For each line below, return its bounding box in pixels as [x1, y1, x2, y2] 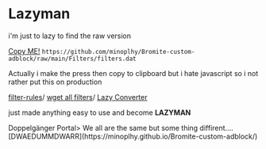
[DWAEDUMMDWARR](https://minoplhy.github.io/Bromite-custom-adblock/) [8, 132, 258, 141]
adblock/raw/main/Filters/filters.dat [8, 55, 137, 63]
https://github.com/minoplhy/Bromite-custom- [41, 48, 195, 55]
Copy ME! [8, 46, 40, 55]
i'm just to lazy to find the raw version [8, 31, 132, 40]
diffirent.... [199, 123, 233, 132]
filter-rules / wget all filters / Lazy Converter [8, 92, 148, 101]
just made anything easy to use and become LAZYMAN [8, 108, 191, 117]
